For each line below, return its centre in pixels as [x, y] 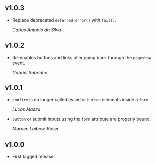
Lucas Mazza [26, 109]
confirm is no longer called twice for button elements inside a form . [81, 100]
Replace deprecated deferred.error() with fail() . [64, 20]
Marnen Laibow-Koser [35, 129]
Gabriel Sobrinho [30, 72]
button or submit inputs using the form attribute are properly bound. [81, 119]
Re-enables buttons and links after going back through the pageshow [81, 57]
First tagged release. [34, 157]
